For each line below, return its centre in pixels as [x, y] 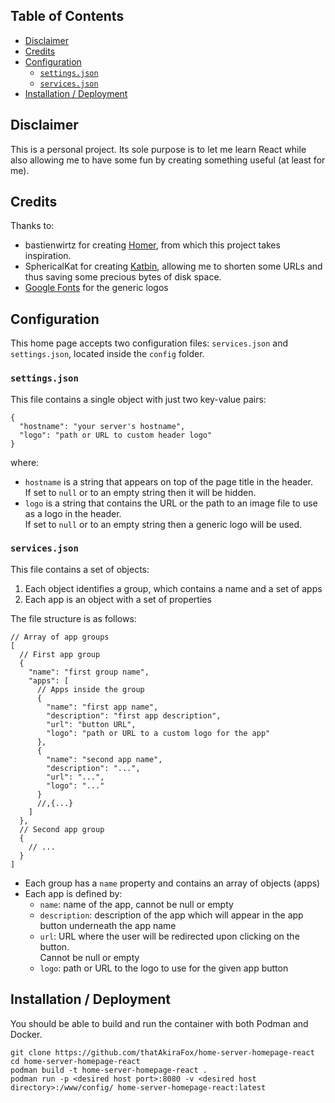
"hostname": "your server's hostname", [102, 426]
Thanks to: [32, 226]
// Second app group [62, 829]
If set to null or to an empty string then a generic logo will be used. [163, 524]
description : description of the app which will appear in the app [171, 915]
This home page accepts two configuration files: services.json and [149, 343]
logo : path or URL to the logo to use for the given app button [164, 968]
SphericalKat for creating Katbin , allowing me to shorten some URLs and [173, 266]
